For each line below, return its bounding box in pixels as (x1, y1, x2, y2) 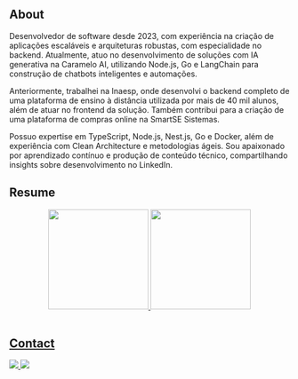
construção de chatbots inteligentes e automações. (9, 68, 197, 79)
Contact (9, 336, 55, 351)
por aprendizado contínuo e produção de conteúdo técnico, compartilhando (9, 150, 288, 161)
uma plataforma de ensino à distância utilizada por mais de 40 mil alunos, (9, 95, 279, 106)
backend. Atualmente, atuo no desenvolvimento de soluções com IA (9, 49, 259, 60)
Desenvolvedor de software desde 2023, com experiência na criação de (9, 30, 274, 41)
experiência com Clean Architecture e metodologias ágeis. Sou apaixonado (9, 140, 286, 151)
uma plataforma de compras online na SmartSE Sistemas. (9, 114, 221, 124)
